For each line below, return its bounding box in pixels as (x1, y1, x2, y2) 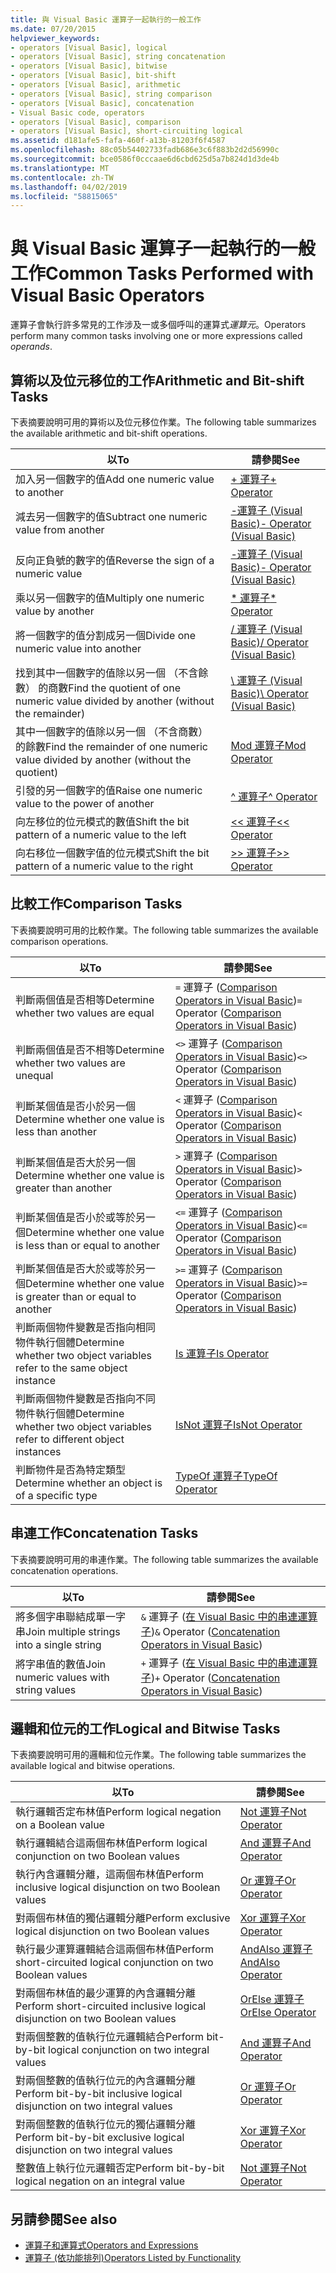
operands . (10, 341, 53, 353)
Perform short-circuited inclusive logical (15, 1999, 207, 2013)
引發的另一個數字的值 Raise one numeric (15, 784, 203, 797)
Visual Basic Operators (10, 284, 205, 307)
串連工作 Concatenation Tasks (10, 1525, 199, 1542)
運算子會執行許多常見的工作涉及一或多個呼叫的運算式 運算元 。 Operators (10, 319, 307, 331)
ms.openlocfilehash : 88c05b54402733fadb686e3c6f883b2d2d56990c (10, 145, 280, 155)
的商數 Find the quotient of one (38, 681, 181, 695)
